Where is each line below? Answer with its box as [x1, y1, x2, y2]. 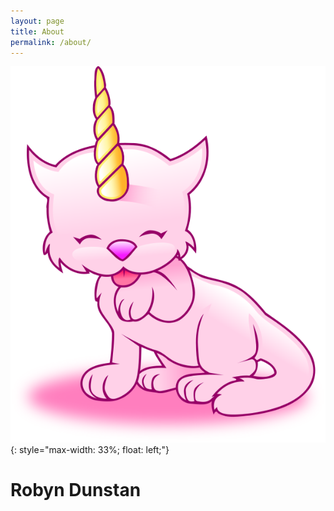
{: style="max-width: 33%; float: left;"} [10, 443, 170, 455]
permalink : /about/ [10, 37, 92, 47]
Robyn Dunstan [10, 479, 142, 502]
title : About [10, 26, 65, 37]
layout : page [10, 16, 65, 26]
